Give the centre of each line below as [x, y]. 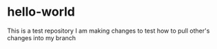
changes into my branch [42, 37]
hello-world [41, 12]
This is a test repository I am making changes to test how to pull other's [108, 31]
